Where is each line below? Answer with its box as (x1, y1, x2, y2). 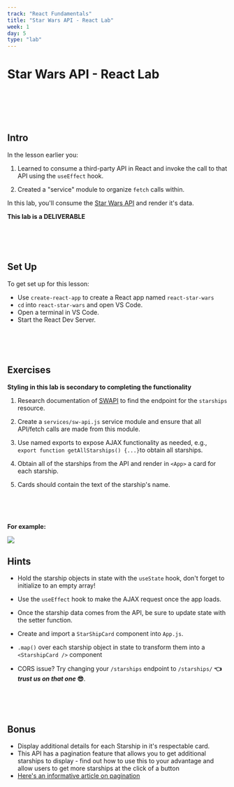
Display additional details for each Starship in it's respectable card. (17, 742, 210, 751)
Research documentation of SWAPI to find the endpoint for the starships (17, 396, 228, 404)
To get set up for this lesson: (7, 279, 89, 288)
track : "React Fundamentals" (7, 10, 92, 17)
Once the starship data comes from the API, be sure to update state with (17, 609, 226, 617)
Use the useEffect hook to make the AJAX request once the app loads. (17, 595, 222, 604)
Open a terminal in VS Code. (17, 308, 100, 316)
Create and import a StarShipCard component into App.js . (17, 630, 184, 638)
